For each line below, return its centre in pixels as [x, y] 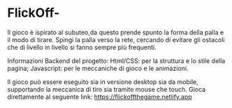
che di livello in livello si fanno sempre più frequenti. [82, 47]
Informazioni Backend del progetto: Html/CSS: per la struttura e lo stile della [116, 60]
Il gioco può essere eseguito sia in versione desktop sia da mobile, [103, 81]
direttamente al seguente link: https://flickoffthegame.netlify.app [100, 97]
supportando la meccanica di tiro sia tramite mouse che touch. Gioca [107, 89]
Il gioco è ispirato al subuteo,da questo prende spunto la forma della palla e [116, 32]
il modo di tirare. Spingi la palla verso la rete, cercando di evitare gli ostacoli [116, 39]
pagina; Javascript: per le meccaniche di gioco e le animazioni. [98, 68]
